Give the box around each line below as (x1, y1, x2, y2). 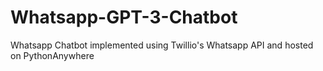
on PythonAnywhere (10, 49, 95, 61)
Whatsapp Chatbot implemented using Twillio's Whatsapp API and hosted (10, 39, 314, 51)
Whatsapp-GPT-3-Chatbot (10, 6, 238, 29)
